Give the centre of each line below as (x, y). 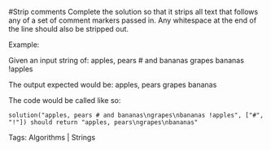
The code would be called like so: (65, 100)
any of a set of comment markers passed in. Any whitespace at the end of (133, 20)
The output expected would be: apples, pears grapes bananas (113, 85)
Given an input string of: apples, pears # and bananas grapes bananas (126, 60)
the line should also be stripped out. (68, 29)
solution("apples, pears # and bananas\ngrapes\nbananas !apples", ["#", (136, 115)
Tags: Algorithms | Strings (52, 137)
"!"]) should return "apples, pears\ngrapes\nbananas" (103, 122)
